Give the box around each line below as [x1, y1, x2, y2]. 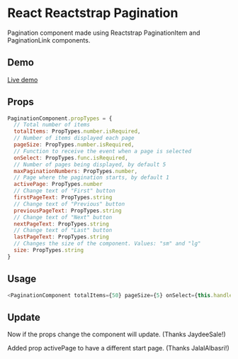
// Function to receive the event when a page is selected [13, 148, 192, 155]
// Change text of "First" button [13, 187, 115, 194]
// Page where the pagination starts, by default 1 [13, 174, 170, 182]
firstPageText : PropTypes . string [13, 194, 113, 201]
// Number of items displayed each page [13, 135, 135, 142]
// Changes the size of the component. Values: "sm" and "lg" [13, 240, 201, 248]
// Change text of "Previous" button [13, 200, 125, 207]
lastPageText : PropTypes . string [13, 233, 110, 241]
